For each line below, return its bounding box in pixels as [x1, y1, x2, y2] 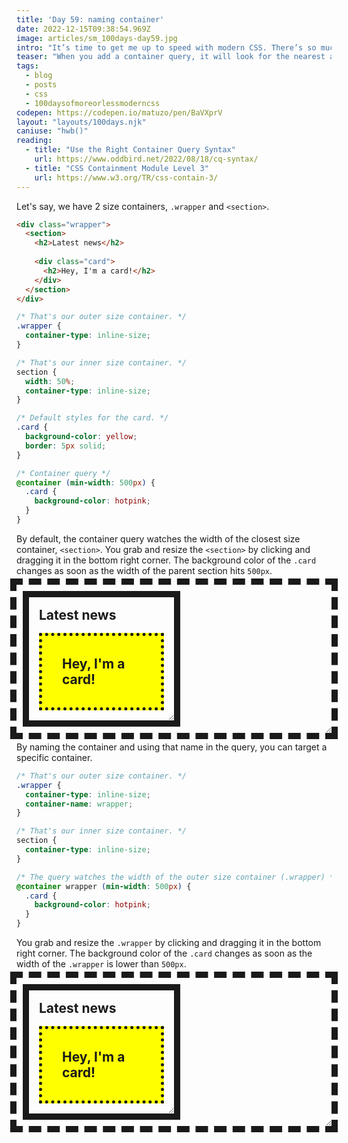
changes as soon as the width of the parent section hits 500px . [16, 564, 273, 576]
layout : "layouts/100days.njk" [16, 117, 147, 127]
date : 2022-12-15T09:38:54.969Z [16, 24, 151, 34]
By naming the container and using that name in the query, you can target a [16, 741, 328, 753]
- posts [25, 80, 58, 90]
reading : [16, 136, 53, 146]
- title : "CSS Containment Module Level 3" [25, 163, 209, 173]
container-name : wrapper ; [25, 799, 134, 809]
